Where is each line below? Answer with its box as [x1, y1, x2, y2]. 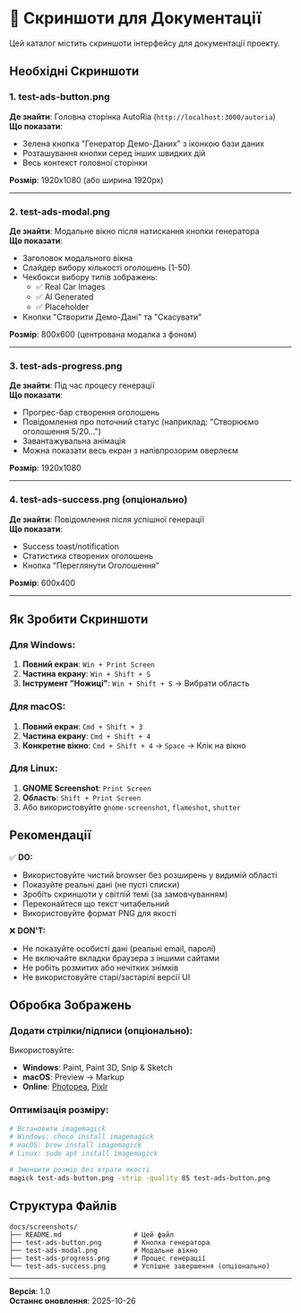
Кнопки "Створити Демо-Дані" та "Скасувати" [21, 311, 202, 322]
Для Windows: [9, 638, 76, 651]
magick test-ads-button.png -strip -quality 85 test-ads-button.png [9, 1173, 271, 1183]
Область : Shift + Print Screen [21, 792, 142, 802]
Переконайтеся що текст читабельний [21, 897, 170, 909]
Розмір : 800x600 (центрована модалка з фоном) [9, 328, 197, 339]
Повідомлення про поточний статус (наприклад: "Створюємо [21, 416, 260, 427]
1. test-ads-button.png [9, 91, 110, 103]
